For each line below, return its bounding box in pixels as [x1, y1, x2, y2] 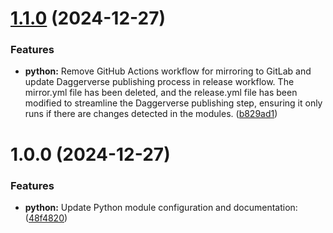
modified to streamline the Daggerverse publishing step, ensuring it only [24, 97, 323, 109]
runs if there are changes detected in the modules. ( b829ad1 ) [24, 108, 278, 120]
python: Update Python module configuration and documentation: [24, 201, 298, 213]
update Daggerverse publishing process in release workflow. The [24, 76, 295, 88]
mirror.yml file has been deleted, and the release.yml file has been [24, 87, 298, 99]
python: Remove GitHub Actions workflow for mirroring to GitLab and [24, 65, 312, 77]
